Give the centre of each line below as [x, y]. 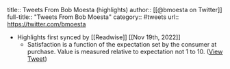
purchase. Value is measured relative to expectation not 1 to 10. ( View [125, 51]
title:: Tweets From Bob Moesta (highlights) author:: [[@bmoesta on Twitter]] [115, 10]
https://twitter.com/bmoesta [47, 24]
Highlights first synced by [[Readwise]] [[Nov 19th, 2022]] [99, 37]
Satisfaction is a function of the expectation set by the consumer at [122, 44]
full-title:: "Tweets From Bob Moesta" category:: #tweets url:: [93, 17]
